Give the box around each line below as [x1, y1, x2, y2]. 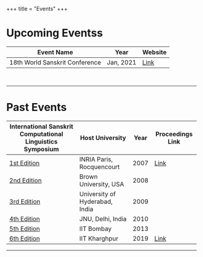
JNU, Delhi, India [79, 214, 127, 223]
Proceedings [155, 130, 193, 138]
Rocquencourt [79, 162, 120, 171]
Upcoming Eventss [6, 27, 103, 40]
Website [142, 48, 167, 56]
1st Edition [9, 159, 40, 167]
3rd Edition [9, 197, 40, 206]
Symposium [24, 145, 59, 153]
